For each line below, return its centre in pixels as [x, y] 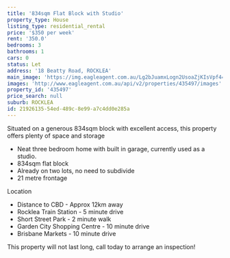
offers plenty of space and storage [56, 136]
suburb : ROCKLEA [30, 103]
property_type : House [38, 20]
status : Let [24, 64]
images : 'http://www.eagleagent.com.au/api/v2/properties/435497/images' [115, 83]
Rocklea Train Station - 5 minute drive [70, 211]
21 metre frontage [42, 178]
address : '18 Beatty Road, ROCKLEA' [59, 70]
